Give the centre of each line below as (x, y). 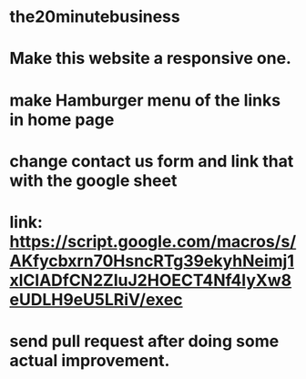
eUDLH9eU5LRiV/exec (97, 299)
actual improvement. (90, 361)
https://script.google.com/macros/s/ (153, 241)
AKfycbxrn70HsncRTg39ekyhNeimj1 (152, 261)
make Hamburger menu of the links (145, 100)
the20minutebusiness (95, 17)
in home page (62, 119)
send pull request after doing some (144, 341)
